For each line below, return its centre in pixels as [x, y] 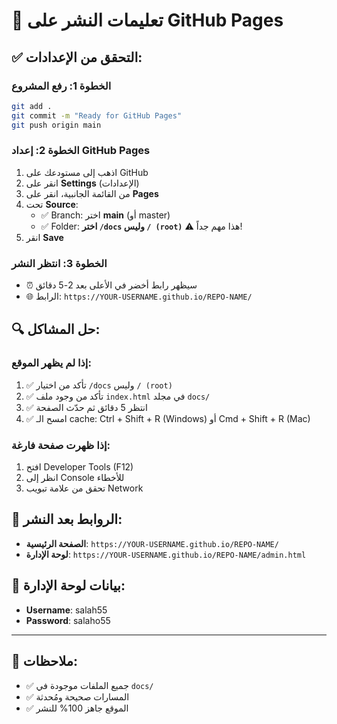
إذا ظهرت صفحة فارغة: [61, 445]
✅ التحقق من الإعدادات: [77, 57]
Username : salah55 [66, 610]
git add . [32, 106]
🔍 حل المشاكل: [56, 329]
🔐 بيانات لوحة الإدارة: [68, 585]
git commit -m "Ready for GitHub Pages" [97, 115]
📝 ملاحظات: [44, 661]
